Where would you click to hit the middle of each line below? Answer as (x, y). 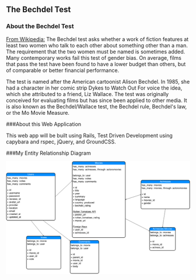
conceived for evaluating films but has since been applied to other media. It (97, 100)
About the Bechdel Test (40, 26)
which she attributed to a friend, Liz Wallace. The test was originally (87, 94)
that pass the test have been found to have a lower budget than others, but (96, 64)
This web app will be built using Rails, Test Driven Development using (90, 135)
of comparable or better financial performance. (63, 70)
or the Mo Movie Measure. (38, 112)
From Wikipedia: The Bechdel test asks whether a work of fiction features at (97, 39)
